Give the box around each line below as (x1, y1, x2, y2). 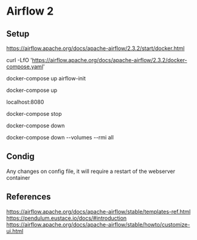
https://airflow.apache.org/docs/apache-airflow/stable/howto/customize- (6, 221, 190, 228)
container (6, 174, 30, 181)
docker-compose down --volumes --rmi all (6, 134, 114, 141)
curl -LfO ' (6, 57, 32, 63)
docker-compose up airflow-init (6, 75, 86, 82)
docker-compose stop (6, 110, 62, 117)
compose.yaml (6, 63, 44, 70)
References (6, 192, 51, 202)
